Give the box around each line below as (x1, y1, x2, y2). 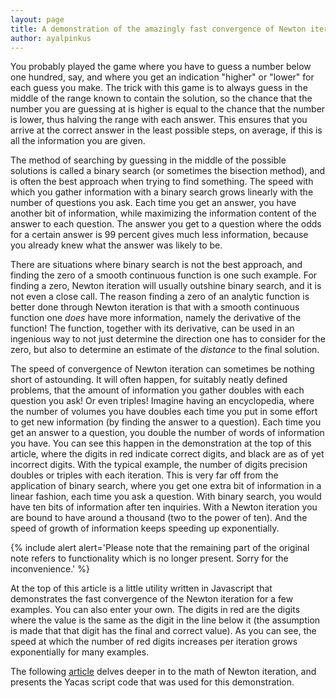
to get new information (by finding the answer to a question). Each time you (10, 416, 322, 428)
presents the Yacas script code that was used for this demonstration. (10, 676, 295, 688)
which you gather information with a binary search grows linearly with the (10, 186, 314, 198)
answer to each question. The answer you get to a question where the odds (10, 218, 322, 230)
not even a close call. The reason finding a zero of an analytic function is (10, 291, 310, 303)
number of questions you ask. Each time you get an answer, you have (10, 197, 297, 209)
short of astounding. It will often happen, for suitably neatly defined (10, 374, 288, 386)
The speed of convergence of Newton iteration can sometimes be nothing (10, 363, 315, 375)
